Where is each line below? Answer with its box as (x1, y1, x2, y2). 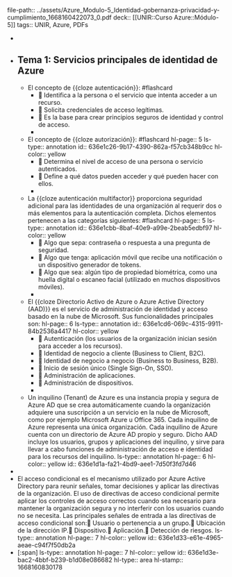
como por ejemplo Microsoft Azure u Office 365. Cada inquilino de (27, 415, 218, 424)
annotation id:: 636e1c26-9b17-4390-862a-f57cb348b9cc (46, 142, 213, 151)
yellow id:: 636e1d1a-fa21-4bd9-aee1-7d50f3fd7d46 (47, 460, 197, 468)
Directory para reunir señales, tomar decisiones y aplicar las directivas (17, 482, 219, 490)
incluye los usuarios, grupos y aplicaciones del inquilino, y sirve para (27, 437, 224, 446)
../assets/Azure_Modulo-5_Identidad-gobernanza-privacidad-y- (36, 6, 220, 14)
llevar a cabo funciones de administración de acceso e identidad (27, 444, 213, 453)
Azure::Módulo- (174, 13, 219, 22)
